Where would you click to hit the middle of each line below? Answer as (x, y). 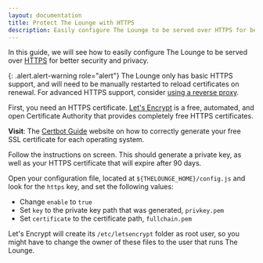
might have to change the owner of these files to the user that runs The (123, 242)
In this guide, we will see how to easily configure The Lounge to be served (128, 53)
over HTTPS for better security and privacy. (78, 60)
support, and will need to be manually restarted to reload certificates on (124, 84)
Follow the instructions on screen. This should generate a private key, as (125, 155)
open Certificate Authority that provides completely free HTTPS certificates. (131, 116)
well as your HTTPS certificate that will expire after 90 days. (105, 163)
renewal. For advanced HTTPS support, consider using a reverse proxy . (124, 93)
